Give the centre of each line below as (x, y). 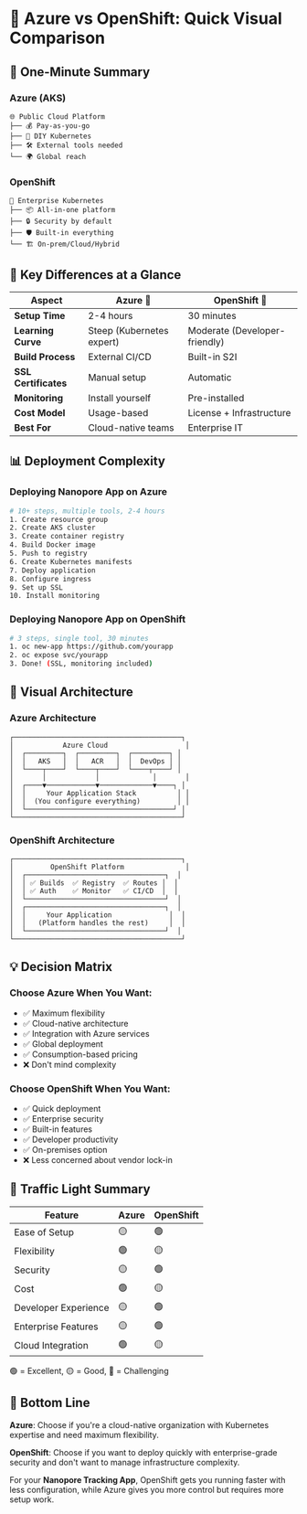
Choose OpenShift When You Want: (90, 1089)
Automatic (210, 377)
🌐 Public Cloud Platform (58, 117)
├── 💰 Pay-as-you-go (50, 126)
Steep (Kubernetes (128, 330)
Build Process (45, 357)
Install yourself (120, 398)
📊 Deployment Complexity (88, 461)
